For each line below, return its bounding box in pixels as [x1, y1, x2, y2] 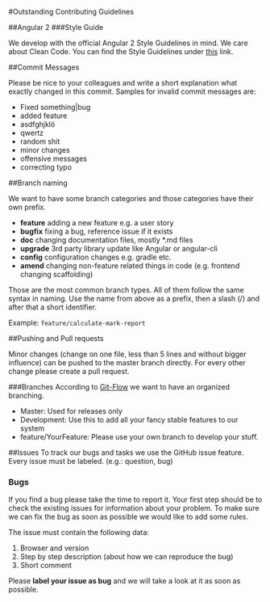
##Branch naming [8, 178, 69, 187]
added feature [19, 111, 68, 120]
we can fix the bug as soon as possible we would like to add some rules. [8, 512, 248, 522]
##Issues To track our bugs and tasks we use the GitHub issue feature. [8, 448, 244, 457]
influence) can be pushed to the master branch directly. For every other [8, 358, 246, 367]
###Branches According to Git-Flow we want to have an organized [8, 382, 231, 391]
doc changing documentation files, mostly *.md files [19, 235, 193, 245]
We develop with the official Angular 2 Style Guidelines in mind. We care [8, 38, 248, 48]
